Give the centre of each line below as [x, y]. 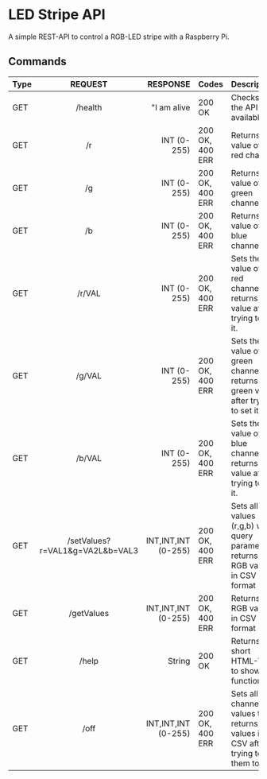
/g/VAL [89, 375]
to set [242, 410]
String [179, 661]
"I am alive [171, 107]
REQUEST [89, 83]
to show [246, 671]
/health [89, 107]
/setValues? [89, 541]
